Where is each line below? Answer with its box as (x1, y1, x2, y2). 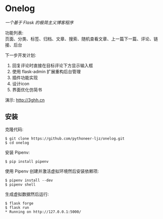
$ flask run (5, 205, 29, 210)
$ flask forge (5, 201, 34, 206)
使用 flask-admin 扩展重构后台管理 (12, 68, 81, 74)
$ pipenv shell (5, 182, 36, 187)
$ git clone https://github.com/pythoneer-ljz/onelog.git (5, 136, 125, 141)
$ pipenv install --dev (5, 178, 53, 183)
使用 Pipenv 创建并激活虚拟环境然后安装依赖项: (5, 168, 99, 174)
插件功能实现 (12, 75, 38, 80)
